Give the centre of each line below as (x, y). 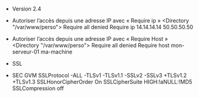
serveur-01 (26, 52)
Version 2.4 (26, 9)
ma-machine (57, 52)
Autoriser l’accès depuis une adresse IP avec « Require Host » (90, 39)
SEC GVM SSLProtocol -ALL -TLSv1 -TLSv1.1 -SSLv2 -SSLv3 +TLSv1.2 (99, 75)
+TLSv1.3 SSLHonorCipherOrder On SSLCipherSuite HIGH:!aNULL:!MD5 (102, 82)
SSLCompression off (38, 88)
